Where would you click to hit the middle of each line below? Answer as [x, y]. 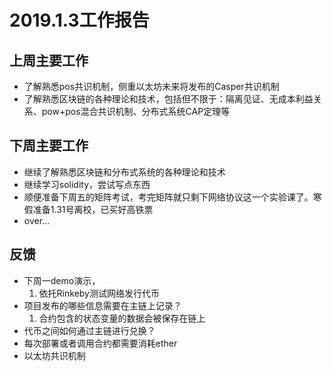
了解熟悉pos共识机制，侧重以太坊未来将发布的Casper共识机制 [151, 86]
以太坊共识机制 [54, 355]
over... [37, 220]
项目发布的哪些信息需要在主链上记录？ [102, 305]
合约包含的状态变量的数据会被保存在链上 [122, 318]
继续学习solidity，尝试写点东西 [87, 184]
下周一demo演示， [62, 280]
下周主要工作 [49, 146]
